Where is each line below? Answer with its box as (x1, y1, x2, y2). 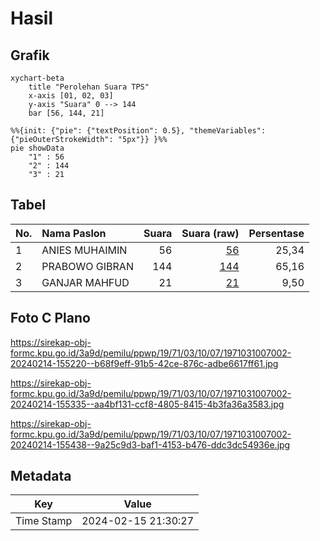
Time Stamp (15, 514, 73, 528)
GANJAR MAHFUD (41, 275, 130, 289)
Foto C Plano (10, 310, 91, 327)
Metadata (10, 468, 72, 485)
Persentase (248, 226, 305, 240)
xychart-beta (10, 73, 65, 83)
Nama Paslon (41, 226, 107, 240)
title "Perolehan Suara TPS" (28, 82, 150, 92)
